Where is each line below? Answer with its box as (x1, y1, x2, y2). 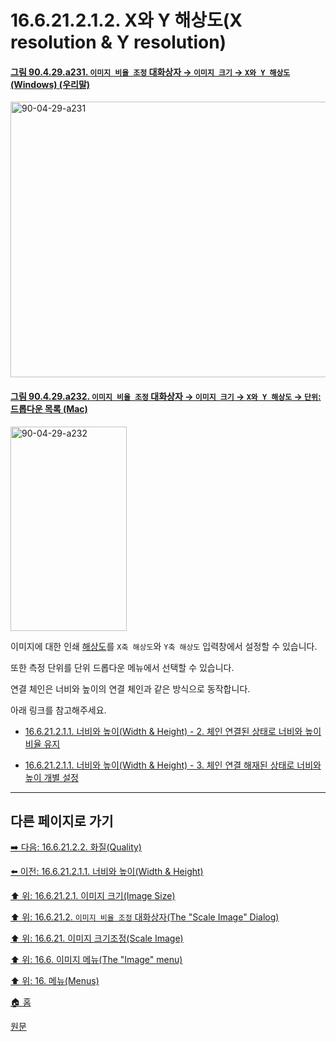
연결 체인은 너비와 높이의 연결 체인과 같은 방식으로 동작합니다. (10, 682, 251, 695)
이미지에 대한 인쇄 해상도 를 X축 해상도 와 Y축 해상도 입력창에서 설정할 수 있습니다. (10, 640, 318, 652)
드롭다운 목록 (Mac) (10, 402, 88, 415)
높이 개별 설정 (24, 771, 79, 783)
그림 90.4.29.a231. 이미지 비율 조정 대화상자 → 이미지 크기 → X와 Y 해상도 (10, 66, 291, 78)
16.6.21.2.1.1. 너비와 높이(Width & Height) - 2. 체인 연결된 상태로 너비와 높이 (24, 725, 322, 737)
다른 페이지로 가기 (10, 812, 114, 830)
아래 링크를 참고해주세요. (10, 704, 107, 716)
